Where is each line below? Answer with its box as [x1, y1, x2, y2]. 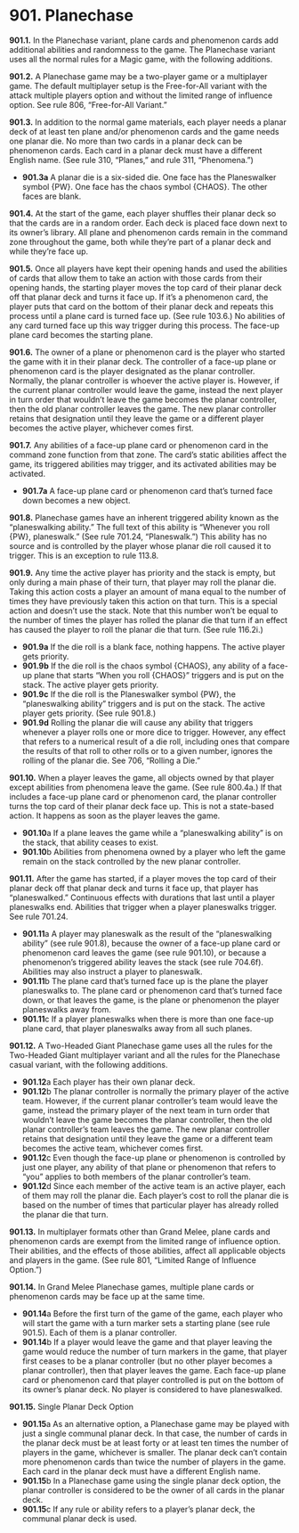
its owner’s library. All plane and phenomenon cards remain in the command [9, 226, 288, 237]
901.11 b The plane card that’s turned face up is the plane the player [21, 975, 269, 986]
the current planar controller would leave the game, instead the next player [9, 384, 283, 395]
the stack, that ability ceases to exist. [21, 837, 158, 848]
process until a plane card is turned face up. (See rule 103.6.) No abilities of [9, 310, 286, 321]
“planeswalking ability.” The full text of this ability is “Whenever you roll [9, 521, 270, 532]
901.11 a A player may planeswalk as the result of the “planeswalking [21, 928, 272, 939]
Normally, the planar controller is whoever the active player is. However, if [9, 375, 280, 386]
